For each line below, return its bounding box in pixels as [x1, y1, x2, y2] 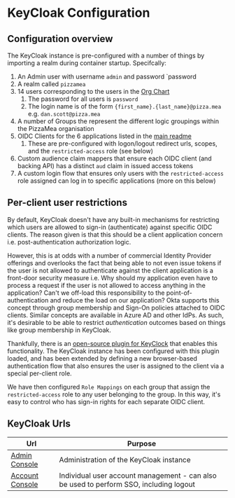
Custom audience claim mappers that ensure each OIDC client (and [17, 154, 212, 162]
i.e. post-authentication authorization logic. [7, 237, 131, 246]
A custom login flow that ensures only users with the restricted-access [17, 170, 224, 177]
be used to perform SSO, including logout [59, 479, 196, 489]
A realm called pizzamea [17, 80, 86, 88]
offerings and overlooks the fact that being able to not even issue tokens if [7, 258, 222, 267]
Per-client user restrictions [7, 197, 128, 209]
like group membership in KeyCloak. [7, 326, 112, 334]
